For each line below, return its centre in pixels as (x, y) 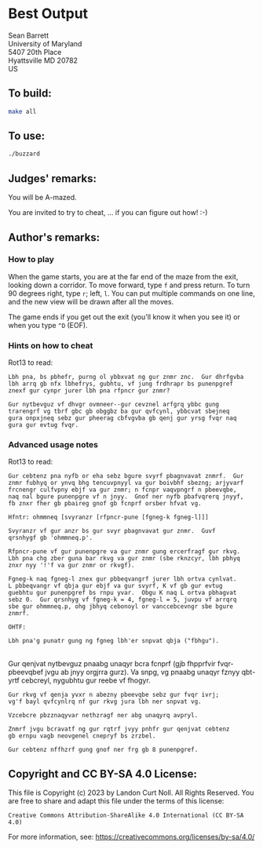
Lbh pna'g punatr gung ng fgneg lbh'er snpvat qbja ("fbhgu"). (114, 641)
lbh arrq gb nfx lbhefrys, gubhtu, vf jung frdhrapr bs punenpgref (121, 384)
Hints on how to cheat (51, 345)
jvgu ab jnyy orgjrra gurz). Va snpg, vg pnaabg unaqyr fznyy (142, 672)
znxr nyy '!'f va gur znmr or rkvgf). (71, 566)
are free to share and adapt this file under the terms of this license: (116, 801)
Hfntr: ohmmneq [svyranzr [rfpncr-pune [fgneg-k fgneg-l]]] (109, 517)
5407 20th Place (35, 52)
